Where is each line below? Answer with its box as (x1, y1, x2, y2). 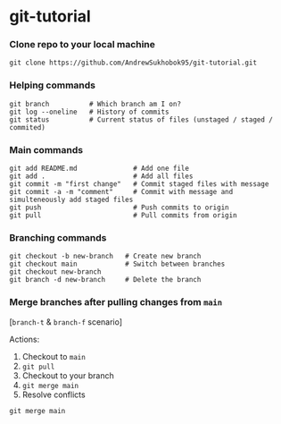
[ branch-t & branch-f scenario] (9, 316, 123, 327)
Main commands (9, 143, 83, 156)
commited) (9, 123, 46, 131)
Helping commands (9, 79, 96, 91)
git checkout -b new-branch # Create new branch (9, 252, 202, 261)
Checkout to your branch (21, 369, 114, 381)
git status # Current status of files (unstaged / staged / (9, 114, 274, 124)
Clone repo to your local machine (9, 38, 156, 51)
